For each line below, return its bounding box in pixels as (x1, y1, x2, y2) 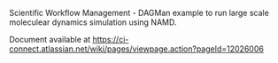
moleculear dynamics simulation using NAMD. (9, 17, 177, 28)
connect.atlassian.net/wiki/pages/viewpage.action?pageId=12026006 (9, 43, 264, 54)
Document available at (9, 35, 91, 44)
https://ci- (92, 35, 129, 44)
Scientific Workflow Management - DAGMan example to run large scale (9, 8, 270, 18)
